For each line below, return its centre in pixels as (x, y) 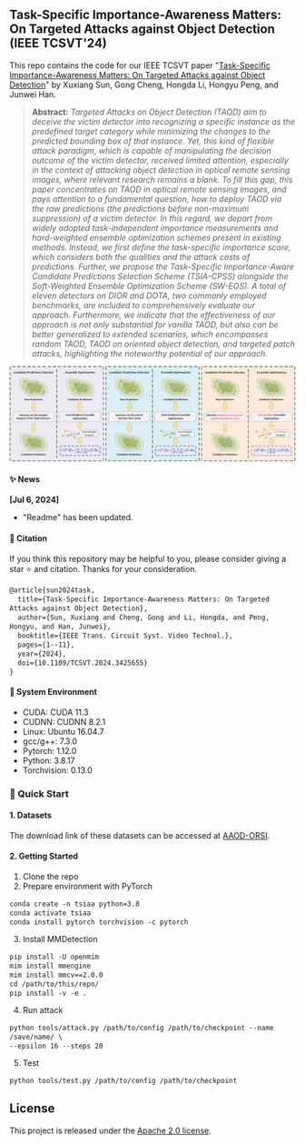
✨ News (25, 479)
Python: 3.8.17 (49, 760)
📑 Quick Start (39, 793)
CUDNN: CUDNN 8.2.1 (64, 721)
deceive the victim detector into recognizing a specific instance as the (163, 121)
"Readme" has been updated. (78, 517)
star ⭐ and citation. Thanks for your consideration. (103, 568)
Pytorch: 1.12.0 (49, 750)
